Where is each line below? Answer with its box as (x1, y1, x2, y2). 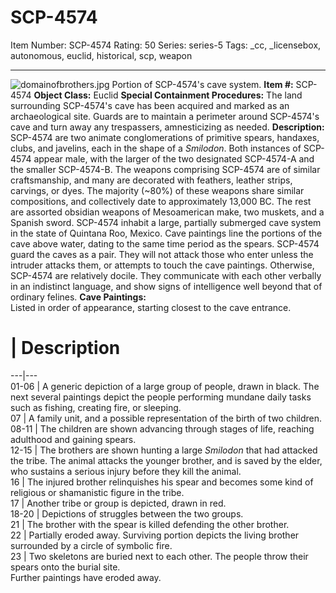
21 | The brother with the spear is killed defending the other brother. (10, 518, 290, 530)
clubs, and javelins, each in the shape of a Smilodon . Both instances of (10, 142, 302, 154)
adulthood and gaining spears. (10, 433, 137, 445)
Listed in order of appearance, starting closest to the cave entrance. (10, 301, 292, 313)
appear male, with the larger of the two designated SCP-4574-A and (33, 152, 315, 165)
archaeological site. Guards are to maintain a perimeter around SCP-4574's (10, 110, 320, 122)
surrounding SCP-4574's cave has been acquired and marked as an (10, 99, 290, 111)
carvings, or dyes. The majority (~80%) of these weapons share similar (10, 184, 305, 196)
